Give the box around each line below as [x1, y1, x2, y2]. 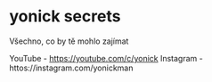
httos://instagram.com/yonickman [9, 62, 134, 73]
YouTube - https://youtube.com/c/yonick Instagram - [9, 53, 203, 63]
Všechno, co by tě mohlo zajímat [9, 36, 129, 46]
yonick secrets [9, 6, 121, 27]
